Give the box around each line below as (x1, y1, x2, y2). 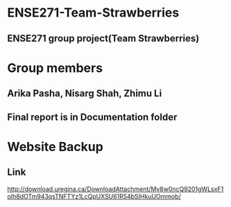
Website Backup (7, 138, 104, 154)
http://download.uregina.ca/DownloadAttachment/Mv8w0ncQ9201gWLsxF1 (7, 185, 224, 193)
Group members (7, 60, 103, 75)
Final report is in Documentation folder (7, 111, 178, 123)
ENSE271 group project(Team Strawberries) (7, 33, 200, 44)
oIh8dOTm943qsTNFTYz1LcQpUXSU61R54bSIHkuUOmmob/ (7, 192, 182, 200)
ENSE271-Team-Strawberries (7, 5, 180, 21)
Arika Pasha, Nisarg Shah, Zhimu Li (7, 88, 162, 100)
